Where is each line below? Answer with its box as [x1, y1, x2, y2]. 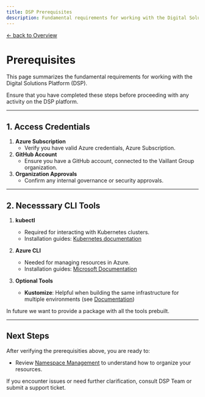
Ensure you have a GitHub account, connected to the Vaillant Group [24, 157, 194, 165]
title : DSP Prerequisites [6, 9, 72, 15]
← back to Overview [6, 31, 57, 39]
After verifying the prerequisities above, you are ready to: [6, 347, 151, 354]
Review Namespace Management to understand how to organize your [15, 359, 191, 366]
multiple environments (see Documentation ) [24, 295, 135, 303]
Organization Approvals [15, 170, 77, 178]
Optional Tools [15, 277, 53, 285]
